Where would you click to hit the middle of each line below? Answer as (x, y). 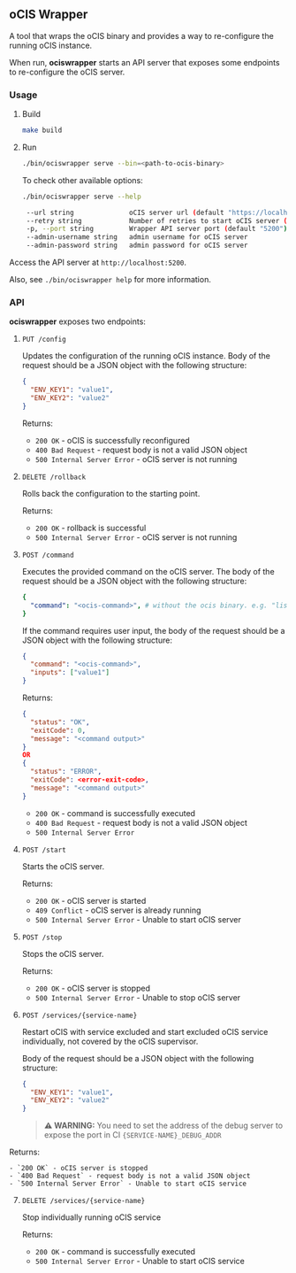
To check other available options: (82, 180)
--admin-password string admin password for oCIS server (137, 246)
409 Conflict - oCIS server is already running (118, 910)
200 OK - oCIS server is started (91, 900)
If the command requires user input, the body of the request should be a (153, 630)
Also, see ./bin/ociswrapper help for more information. (110, 280)
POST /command (48, 555)
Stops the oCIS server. (63, 953)
